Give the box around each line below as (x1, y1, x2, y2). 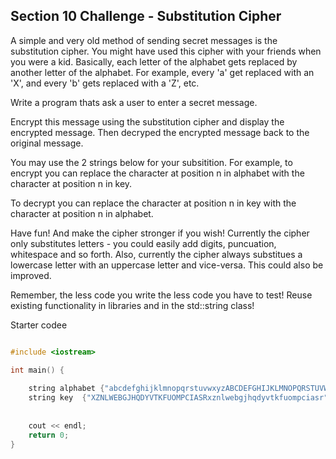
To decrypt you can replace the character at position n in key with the (10, 197, 297, 209)
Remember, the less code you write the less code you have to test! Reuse (10, 289, 313, 301)
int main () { (10, 365, 65, 375)
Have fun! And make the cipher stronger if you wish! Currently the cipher (10, 227, 310, 239)
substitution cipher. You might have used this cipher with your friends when (10, 45, 322, 57)
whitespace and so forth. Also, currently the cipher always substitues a (10, 248, 303, 260)
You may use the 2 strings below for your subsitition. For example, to (10, 156, 293, 168)
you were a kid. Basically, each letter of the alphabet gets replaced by (10, 55, 298, 68)
